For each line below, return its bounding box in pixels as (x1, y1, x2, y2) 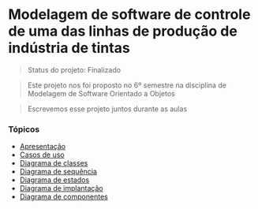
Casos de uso (19, 150, 65, 159)
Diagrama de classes (19, 159, 88, 168)
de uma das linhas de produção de (8, 22, 238, 40)
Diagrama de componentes (19, 192, 108, 202)
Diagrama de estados (19, 175, 90, 185)
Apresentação (19, 142, 65, 151)
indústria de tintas (8, 39, 130, 57)
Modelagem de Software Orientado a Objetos (27, 88, 175, 98)
